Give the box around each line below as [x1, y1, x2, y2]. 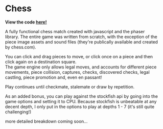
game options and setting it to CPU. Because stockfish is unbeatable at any [5, 98, 157, 104]
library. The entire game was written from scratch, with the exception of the [5, 34, 158, 40]
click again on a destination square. [5, 59, 77, 64]
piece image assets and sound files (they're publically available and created [5, 39, 158, 44]
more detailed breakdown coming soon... [5, 118, 88, 124]
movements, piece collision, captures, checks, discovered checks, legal [5, 69, 150, 75]
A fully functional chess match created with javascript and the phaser [5, 28, 145, 34]
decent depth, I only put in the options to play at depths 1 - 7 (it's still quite [5, 104, 155, 109]
